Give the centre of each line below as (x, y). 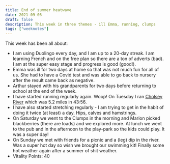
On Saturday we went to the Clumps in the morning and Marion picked (86, 118)
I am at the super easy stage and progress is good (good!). (74, 64)
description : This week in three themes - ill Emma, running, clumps (81, 24)
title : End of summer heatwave (38, 10)
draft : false (19, 19)
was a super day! (31, 134)
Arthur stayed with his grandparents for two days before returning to (84, 86)
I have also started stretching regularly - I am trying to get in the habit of (88, 107)
